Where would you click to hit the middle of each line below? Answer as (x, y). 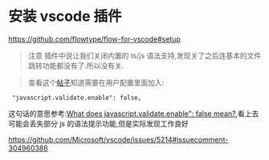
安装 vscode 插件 (65, 16)
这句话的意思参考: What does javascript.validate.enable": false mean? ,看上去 (134, 114)
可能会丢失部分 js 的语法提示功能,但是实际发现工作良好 (98, 123)
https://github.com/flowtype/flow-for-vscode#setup (94, 39)
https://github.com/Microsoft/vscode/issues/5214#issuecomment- (118, 139)
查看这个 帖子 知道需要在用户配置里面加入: (96, 82)
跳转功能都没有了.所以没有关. (76, 66)
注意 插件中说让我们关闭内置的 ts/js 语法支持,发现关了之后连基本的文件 (145, 55)
